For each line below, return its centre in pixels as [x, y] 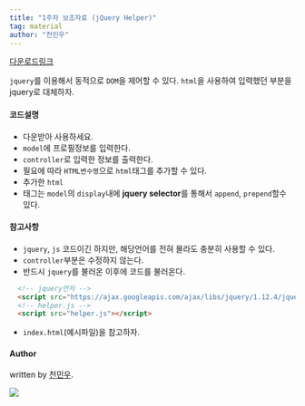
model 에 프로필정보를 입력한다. [77, 148]
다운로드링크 [32, 62]
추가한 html [43, 181]
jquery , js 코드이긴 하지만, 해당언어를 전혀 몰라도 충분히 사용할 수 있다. [148, 248]
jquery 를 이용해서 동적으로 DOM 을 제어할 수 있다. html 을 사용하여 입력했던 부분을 [151, 81]
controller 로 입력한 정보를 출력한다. [88, 159]
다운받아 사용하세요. [58, 136]
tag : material [36, 26]
